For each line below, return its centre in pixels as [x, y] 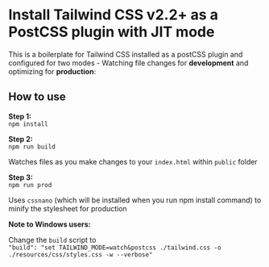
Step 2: [21, 139]
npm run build [32, 147]
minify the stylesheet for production [68, 208]
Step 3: [21, 177]
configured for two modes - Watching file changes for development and [128, 63]
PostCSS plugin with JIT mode [112, 32]
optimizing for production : [52, 71]
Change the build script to [52, 240]
